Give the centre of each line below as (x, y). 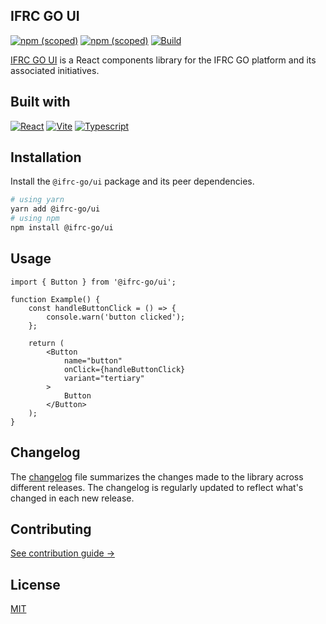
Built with (40, 102)
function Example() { (55, 299)
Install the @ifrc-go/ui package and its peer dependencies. (132, 181)
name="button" (93, 360)
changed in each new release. (72, 498)
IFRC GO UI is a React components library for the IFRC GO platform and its (163, 60)
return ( (46, 343)
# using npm (35, 219)
